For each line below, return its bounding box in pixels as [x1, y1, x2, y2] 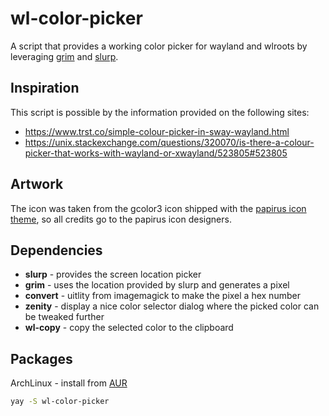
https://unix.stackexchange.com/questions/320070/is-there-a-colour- [24, 136, 315, 148]
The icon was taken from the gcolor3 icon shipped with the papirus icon [10, 202, 307, 214]
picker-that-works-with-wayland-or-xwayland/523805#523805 [24, 147, 288, 159]
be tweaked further [24, 311, 105, 323]
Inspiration [10, 80, 80, 97]
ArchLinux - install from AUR [10, 377, 128, 389]
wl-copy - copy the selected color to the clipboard [24, 322, 234, 334]
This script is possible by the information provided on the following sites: [10, 106, 310, 118]
